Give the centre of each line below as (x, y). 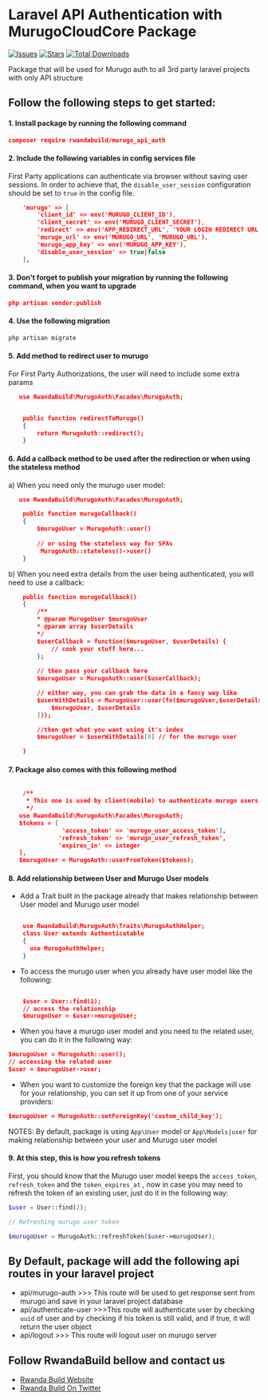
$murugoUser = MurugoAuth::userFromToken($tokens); (106, 860)
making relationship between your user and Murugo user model (113, 1140)
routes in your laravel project (81, 1274)
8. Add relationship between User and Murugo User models (108, 878)
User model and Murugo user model (79, 905)
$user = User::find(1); (62, 1001)
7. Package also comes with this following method (93, 769)
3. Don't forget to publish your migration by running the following (118, 278)
